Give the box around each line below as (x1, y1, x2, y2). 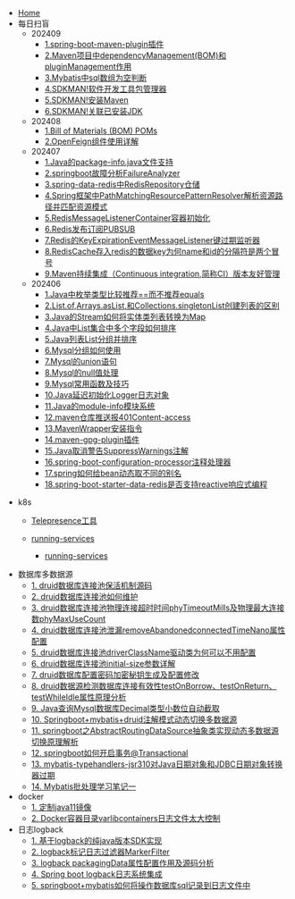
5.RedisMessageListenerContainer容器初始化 (44, 213, 211, 223)
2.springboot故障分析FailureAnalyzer (44, 168, 181, 178)
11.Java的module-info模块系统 (44, 401, 156, 411)
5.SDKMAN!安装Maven (44, 95, 130, 105)
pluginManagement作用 (44, 62, 132, 71)
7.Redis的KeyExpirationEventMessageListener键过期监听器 (44, 235, 261, 245)
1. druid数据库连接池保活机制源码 (30, 580, 153, 591)
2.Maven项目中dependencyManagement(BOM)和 (44, 50, 227, 61)
